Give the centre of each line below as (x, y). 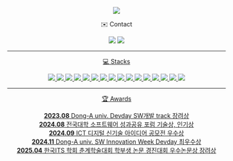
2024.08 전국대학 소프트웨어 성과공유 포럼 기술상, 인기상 (116, 124)
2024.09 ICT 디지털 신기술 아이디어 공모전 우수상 (116, 133)
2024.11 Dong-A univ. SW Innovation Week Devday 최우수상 (116, 142)
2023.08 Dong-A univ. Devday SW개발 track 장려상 (116, 116)
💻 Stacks (116, 61)
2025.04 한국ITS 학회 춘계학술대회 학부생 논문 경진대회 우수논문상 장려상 (116, 150)
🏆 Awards (116, 99)
